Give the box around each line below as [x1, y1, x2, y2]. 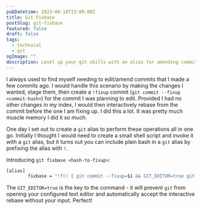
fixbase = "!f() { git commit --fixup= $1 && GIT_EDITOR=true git [28, 173, 195, 179]
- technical [11, 43, 42, 49]
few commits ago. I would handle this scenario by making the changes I [6, 82, 183, 89]
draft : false [6, 31, 39, 37]
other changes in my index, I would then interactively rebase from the [6, 101, 179, 108]
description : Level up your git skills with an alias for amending [6, 59, 179, 65]
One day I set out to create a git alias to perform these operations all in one [6, 125, 194, 133]
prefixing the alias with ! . [6, 145, 68, 152]
